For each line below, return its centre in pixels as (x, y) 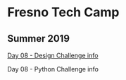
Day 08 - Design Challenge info (53, 55)
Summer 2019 (39, 39)
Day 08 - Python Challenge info (53, 69)
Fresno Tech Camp (63, 12)
